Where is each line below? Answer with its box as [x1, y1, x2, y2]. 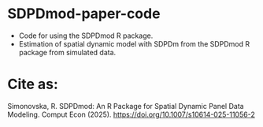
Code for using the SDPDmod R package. [18, 31, 154, 40]
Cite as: [7, 76, 58, 93]
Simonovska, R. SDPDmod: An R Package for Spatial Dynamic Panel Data [7, 101, 245, 110]
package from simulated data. [18, 47, 117, 57]
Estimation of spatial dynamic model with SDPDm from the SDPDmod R [18, 39, 250, 48]
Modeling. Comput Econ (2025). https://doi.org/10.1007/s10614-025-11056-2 [7, 110, 255, 119]
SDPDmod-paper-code [7, 5, 161, 23]
